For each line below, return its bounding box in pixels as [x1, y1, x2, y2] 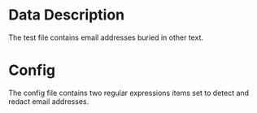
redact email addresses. [8, 96, 89, 106]
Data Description [8, 6, 125, 24]
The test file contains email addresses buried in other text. [8, 33, 203, 42]
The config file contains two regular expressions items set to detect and [8, 88, 250, 98]
